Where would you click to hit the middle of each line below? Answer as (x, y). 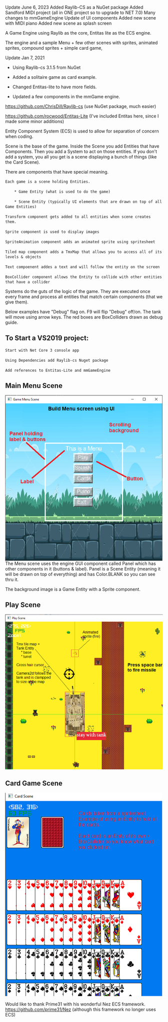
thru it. (12, 579)
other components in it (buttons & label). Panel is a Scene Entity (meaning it (83, 568)
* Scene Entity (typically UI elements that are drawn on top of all (88, 202)
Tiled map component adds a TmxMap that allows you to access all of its (84, 252)
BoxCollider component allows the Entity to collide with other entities (84, 277)
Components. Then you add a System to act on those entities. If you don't (81, 152)
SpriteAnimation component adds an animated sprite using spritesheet (80, 242)
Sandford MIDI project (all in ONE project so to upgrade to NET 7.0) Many (80, 13)
